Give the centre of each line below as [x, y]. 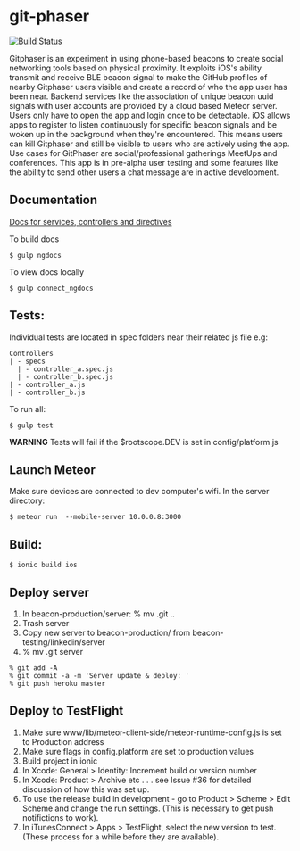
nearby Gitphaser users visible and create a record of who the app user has [148, 87]
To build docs [34, 239]
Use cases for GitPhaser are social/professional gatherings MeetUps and [143, 153]
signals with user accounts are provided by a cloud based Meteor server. [144, 105]
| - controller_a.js [48, 384]
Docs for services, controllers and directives [91, 221]
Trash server [46, 623]
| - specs [28, 361]
